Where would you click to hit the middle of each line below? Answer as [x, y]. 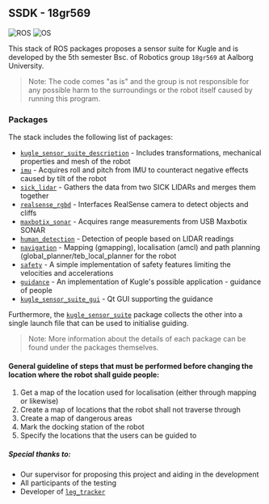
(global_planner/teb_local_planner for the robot [98, 256]
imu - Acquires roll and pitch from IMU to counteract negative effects [134, 170]
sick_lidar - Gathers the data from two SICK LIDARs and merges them [138, 187]
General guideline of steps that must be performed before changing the [131, 366]
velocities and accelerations [67, 273]
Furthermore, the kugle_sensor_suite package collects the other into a [126, 315]
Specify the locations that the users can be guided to [108, 435]
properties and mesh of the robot [75, 162]
